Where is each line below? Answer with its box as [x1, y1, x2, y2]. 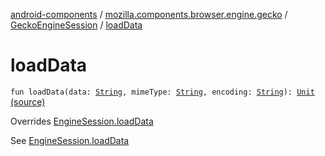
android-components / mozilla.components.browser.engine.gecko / [10, 9, 288, 20]
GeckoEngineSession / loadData [10, 19, 143, 31]
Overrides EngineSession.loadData [10, 115, 154, 127]
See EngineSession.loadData [10, 134, 130, 146]
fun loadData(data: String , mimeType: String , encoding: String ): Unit [10, 87, 315, 97]
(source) [10, 95, 46, 108]
